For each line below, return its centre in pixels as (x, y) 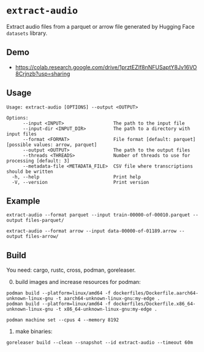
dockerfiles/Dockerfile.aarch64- (156, 293)
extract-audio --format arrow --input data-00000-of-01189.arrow (91, 231)
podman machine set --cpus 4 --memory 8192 (63, 320)
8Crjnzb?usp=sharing (43, 74)
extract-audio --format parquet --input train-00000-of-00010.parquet (98, 215)
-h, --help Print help (76, 177)
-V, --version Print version (81, 182)
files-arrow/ (42, 237)
